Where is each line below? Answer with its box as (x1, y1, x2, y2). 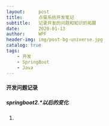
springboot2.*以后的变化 (6, 98, 69, 106)
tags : (6, 48, 20, 54)
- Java (17, 64, 34, 71)
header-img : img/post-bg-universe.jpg (6, 37, 103, 43)
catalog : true (6, 43, 42, 49)
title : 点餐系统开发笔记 (6, 14, 75, 20)
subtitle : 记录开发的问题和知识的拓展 (6, 20, 97, 26)
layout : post (6, 8, 50, 15)
